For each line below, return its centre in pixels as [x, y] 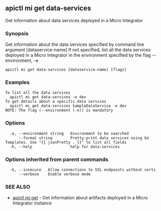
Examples [18, 83]
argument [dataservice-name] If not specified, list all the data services [78, 50]
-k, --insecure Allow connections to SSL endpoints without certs [83, 170]
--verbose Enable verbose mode [55, 174]
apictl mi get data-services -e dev [48, 97]
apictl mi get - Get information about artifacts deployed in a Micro [80, 198]
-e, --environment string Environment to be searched [69, 133]
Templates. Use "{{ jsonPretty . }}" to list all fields [66, 142]
